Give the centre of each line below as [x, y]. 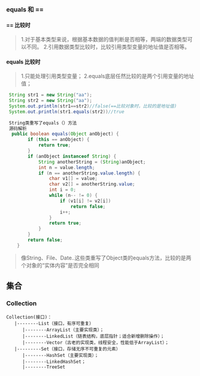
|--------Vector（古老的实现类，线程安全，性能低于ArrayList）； [96, 342]
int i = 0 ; [63, 190]
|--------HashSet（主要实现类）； [60, 355]
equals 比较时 [23, 62]
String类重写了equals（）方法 [43, 123]
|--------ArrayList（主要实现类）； [63, 330]
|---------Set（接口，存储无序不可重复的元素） [67, 349]
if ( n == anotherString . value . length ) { [89, 173]
